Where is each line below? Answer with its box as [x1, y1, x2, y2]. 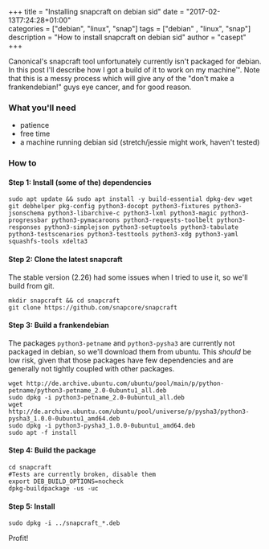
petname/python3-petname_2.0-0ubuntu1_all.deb [8, 386, 167, 395]
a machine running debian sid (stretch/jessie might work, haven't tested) [19, 137, 260, 147]
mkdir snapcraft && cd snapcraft [8, 297, 120, 305]
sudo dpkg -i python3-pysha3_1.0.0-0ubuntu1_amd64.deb [8, 421, 196, 429]
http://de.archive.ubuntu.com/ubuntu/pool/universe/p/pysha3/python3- [8, 408, 250, 416]
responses [8, 223, 42, 231]
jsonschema [8, 209, 45, 218]
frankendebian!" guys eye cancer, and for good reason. [8, 82, 192, 92]
